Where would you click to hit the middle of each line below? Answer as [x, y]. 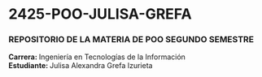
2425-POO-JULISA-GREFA [100, 14]
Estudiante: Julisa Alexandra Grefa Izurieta [81, 66]
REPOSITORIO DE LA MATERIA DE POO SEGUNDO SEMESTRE [131, 40]
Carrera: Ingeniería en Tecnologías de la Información [97, 57]
